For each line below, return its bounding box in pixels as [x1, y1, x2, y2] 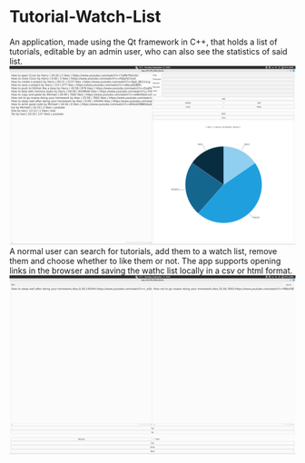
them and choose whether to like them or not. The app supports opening [9, 255, 281, 266]
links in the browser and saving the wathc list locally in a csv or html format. [9, 265, 293, 276]
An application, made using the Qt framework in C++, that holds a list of [9, 36, 278, 47]
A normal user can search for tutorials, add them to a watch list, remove [9, 245, 278, 256]
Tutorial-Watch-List [9, 6, 162, 27]
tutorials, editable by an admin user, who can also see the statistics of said [9, 45, 288, 56]
